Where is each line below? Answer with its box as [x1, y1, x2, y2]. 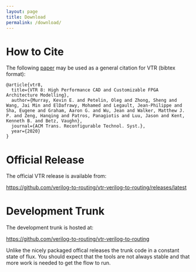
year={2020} [11, 128, 41, 134]
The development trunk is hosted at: [6, 224, 94, 231]
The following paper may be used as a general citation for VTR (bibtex [6, 64, 176, 71]
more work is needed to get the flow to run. [6, 260, 111, 267]
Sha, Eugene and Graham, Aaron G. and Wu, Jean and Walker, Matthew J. [6, 108, 185, 114]
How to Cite [6, 45, 64, 58]
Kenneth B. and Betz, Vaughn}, [6, 118, 83, 124]
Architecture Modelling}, [6, 92, 69, 98]
